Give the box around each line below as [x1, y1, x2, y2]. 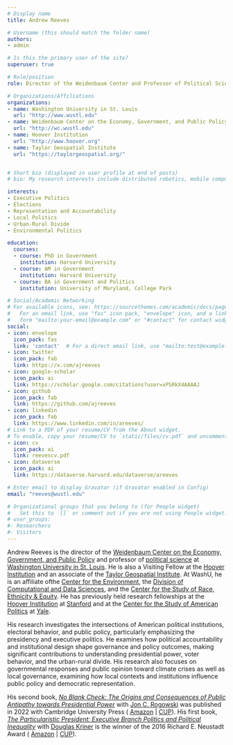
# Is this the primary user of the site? [7, 55, 129, 62]
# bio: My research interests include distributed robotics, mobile [7, 176, 209, 183]
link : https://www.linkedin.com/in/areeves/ [13, 420, 144, 427]
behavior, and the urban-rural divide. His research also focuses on [7, 657, 197, 665]
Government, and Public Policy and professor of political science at [7, 555, 200, 563]
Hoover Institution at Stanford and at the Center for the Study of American [7, 599, 218, 608]
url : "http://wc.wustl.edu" [13, 125, 95, 132]
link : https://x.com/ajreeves [13, 362, 101, 369]
